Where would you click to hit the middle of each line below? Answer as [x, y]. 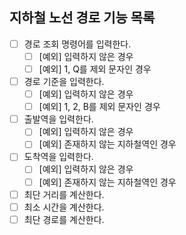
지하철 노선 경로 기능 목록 [82, 18]
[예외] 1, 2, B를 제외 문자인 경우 [99, 107]
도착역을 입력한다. [58, 157]
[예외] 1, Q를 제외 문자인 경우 [95, 69]
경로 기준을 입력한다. [64, 81]
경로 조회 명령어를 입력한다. [77, 44]
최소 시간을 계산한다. [64, 207]
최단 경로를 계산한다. [64, 219]
